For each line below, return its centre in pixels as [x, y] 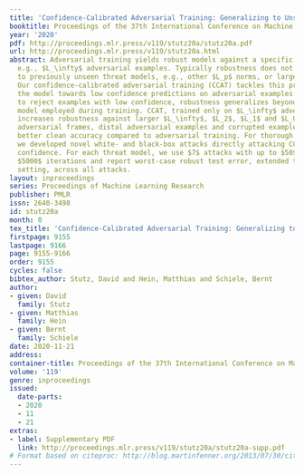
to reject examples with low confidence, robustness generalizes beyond [157, 102]
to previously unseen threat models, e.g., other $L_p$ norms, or [145, 77]
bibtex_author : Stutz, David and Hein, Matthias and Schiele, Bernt [141, 279]
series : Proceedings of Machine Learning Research [107, 187]
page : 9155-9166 [40, 254]
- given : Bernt [38, 330]
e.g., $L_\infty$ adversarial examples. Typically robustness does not [156, 69]
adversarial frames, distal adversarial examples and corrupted [141, 128]
